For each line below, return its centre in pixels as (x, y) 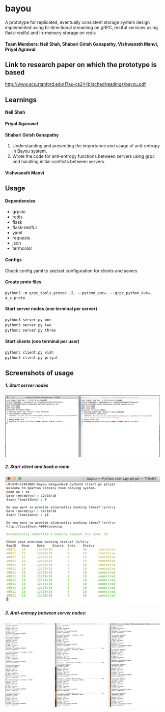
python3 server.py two (28, 325)
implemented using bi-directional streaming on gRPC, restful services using (82, 27)
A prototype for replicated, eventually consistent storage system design (78, 22)
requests (21, 238)
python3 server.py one (28, 320)
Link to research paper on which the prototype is (81, 65)
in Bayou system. (29, 151)
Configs (14, 260)
